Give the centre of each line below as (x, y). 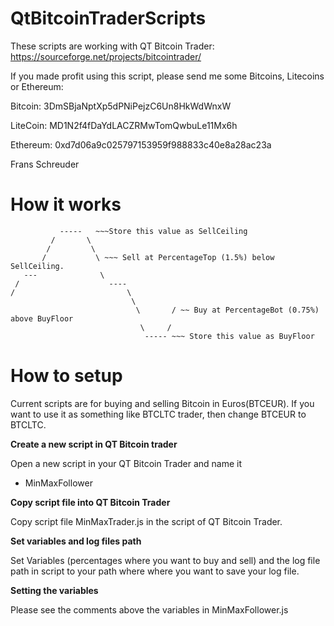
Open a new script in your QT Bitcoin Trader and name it (126, 463)
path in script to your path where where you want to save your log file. (155, 571)
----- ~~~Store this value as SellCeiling (153, 231)
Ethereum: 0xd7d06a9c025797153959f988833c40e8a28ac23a (141, 144)
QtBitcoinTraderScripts (108, 18)
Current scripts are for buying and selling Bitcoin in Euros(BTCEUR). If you (162, 403)
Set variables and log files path (76, 541)
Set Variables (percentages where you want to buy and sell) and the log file (165, 560)
